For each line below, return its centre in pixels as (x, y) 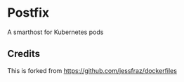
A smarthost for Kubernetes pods (55, 32)
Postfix (28, 13)
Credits (24, 54)
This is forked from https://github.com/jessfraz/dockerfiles (92, 70)
